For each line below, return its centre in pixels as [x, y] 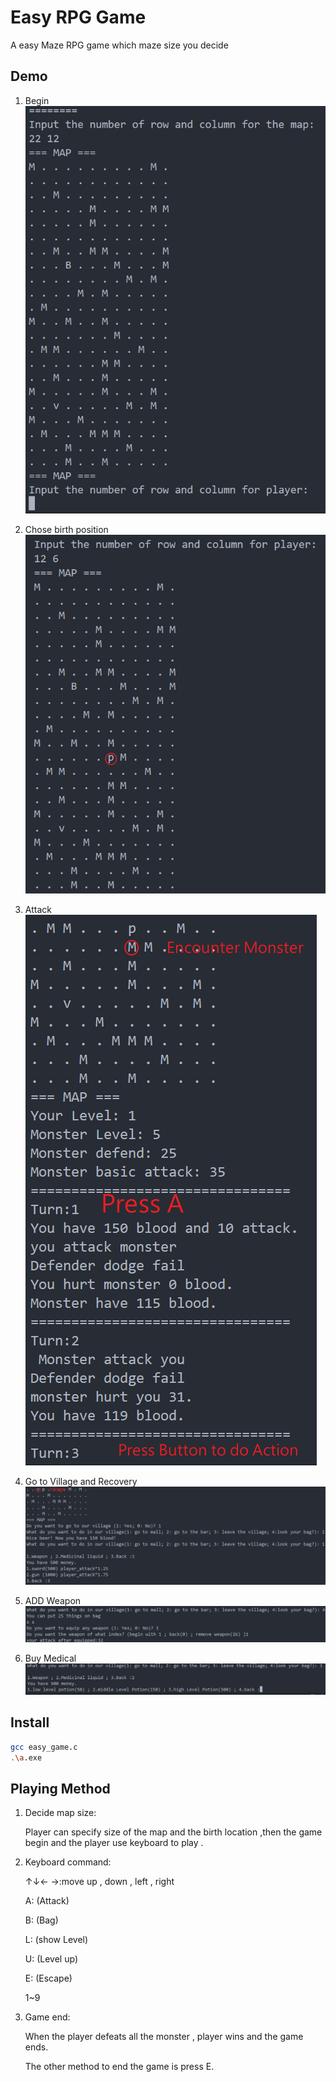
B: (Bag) [41, 1920]
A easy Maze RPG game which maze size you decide [119, 45]
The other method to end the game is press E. [119, 2067]
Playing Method [60, 1788]
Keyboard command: [68, 1862]
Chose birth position [66, 529]
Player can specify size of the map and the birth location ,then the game [173, 1832]
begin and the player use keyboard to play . [114, 1843]
